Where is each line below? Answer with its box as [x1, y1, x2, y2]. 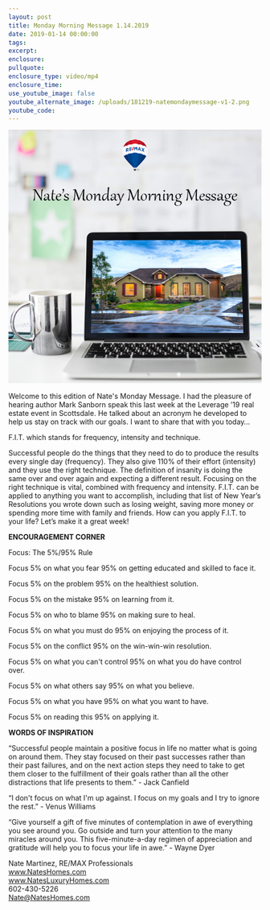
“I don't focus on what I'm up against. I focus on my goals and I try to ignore [8, 793, 260, 803]
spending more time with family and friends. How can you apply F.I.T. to [8, 508, 247, 518]
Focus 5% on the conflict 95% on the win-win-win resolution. [8, 641, 212, 651]
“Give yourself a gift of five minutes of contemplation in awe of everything [8, 817, 253, 827]
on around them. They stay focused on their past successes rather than [8, 752, 246, 762]
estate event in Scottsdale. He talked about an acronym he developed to [8, 409, 247, 418]
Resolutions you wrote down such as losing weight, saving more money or [8, 500, 255, 509]
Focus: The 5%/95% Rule [8, 548, 93, 558]
